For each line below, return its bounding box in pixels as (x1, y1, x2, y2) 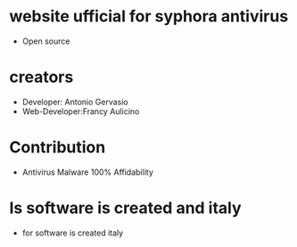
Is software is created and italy (9, 198, 243, 218)
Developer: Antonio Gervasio (21, 96, 129, 107)
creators (9, 67, 74, 87)
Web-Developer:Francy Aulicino (21, 105, 140, 117)
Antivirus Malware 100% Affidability (21, 167, 153, 177)
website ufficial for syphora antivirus (9, 6, 289, 27)
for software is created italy (21, 227, 124, 238)
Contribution (9, 137, 106, 158)
